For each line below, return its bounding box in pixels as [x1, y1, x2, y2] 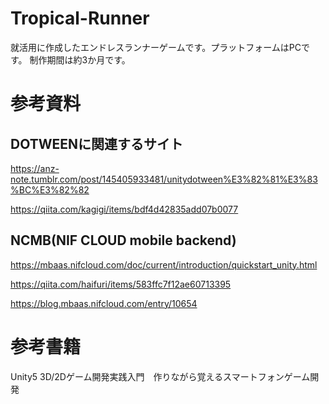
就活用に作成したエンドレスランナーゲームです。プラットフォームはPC [10, 41, 302, 53]
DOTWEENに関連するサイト [10, 135, 184, 152]
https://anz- [10, 162, 60, 174]
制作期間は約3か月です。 [29, 53, 131, 66]
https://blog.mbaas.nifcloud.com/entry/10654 [10, 297, 198, 309]
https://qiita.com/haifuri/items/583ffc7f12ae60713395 [10, 278, 232, 290]
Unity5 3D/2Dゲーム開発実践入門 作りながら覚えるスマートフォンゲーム [10, 370, 311, 382]
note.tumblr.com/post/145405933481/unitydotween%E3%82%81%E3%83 [10, 173, 318, 185]
